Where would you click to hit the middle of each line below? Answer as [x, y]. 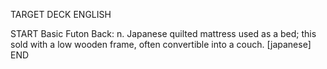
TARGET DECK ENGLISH [61, 14]
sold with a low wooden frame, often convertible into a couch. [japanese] [161, 44]
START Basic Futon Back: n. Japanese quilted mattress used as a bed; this [163, 33]
